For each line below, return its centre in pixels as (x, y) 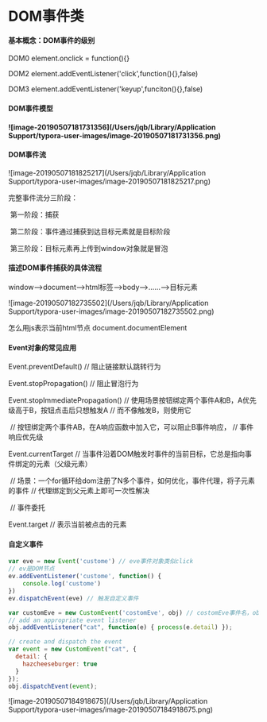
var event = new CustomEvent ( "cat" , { (72, 649)
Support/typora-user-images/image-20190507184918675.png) (110, 710)
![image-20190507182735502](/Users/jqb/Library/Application (108, 303)
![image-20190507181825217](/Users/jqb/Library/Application (107, 172)
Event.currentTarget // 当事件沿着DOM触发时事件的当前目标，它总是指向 (127, 454)
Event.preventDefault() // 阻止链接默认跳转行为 (85, 367)
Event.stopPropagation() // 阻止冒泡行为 (74, 384)
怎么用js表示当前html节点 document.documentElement (98, 327)
